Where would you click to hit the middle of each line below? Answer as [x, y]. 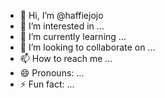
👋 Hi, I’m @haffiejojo [61, 15]
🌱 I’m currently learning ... [73, 36]
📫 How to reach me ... [66, 58]
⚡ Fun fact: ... [47, 84]
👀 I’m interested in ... [62, 26]
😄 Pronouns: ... [52, 73]
